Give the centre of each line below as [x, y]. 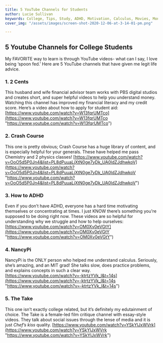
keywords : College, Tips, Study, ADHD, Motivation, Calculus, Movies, [78, 18]
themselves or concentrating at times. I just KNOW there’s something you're [81, 211]
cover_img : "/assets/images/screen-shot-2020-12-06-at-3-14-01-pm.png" [79, 23]
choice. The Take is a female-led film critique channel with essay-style [76, 314]
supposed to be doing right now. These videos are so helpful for [69, 216]
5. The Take [19, 299]
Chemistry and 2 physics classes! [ [40, 157]
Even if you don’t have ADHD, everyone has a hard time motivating [72, 206]
